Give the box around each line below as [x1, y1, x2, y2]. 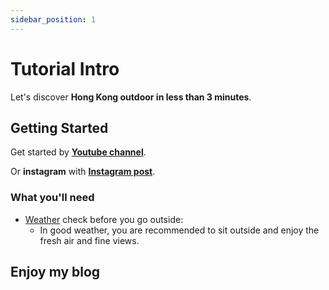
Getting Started [10, 119, 109, 136]
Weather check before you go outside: [24, 213, 184, 225]
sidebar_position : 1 [10, 14, 97, 25]
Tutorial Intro [10, 57, 120, 80]
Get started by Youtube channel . [10, 146, 147, 158]
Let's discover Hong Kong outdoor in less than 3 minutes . [10, 91, 252, 103]
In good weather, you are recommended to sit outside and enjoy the [39, 224, 320, 236]
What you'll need [10, 191, 95, 205]
